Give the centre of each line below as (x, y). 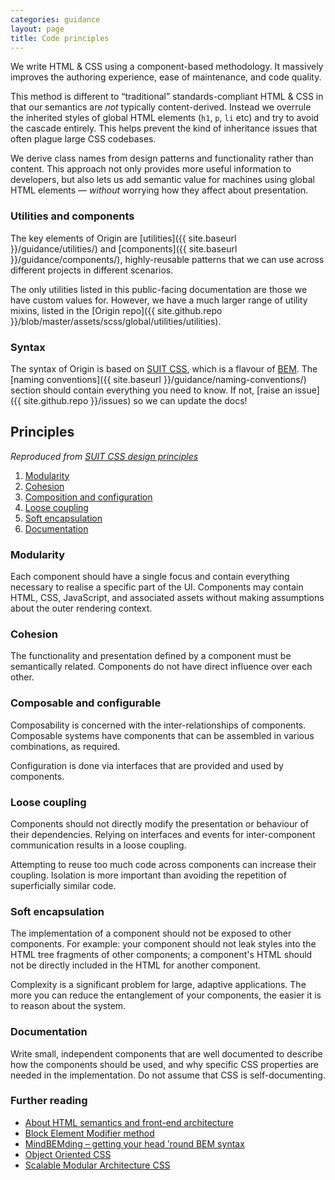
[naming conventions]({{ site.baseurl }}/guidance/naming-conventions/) (158, 379)
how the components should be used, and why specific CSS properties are (165, 1064)
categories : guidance (55, 19)
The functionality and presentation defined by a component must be (151, 656)
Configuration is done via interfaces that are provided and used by (147, 765)
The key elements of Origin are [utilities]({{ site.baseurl (123, 238)
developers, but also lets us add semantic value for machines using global (162, 180)
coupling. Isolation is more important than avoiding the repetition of (148, 875)
